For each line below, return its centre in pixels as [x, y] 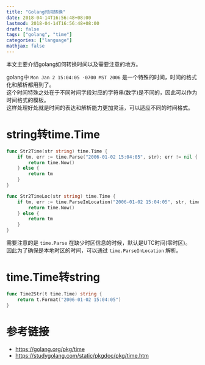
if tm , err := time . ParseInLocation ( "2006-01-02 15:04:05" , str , [102, 202]
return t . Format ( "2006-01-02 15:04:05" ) [69, 300]
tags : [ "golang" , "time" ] [39, 35]
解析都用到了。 [36, 85]
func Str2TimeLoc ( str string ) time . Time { [61, 196]
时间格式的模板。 [28, 100]
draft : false [23, 29]
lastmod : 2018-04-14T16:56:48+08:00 [53, 23]
